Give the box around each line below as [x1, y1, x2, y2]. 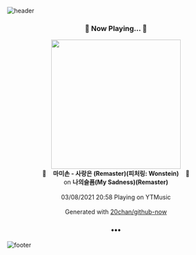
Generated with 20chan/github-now [65, 207, 167, 216]
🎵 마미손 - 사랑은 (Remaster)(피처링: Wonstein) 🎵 [42, 170, 190, 178]
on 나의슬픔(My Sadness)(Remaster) [63, 178, 169, 186]
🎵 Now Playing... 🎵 [84, 23, 148, 33]
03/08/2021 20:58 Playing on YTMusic [61, 193, 171, 201]
